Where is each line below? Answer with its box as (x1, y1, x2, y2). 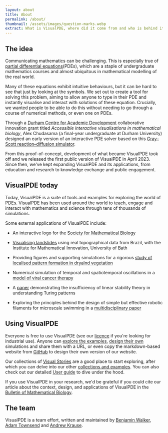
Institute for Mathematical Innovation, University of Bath (12, 245, 127, 251)
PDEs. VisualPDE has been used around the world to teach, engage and (5, 200, 153, 206)
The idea (5, 45, 33, 53)
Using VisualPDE (5, 319, 58, 328)
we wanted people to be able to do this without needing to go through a (5, 105, 153, 111)
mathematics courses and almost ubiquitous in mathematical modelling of (5, 68, 157, 74)
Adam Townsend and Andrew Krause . (5, 422, 83, 428)
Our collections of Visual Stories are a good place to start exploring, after (5, 358, 156, 364)
